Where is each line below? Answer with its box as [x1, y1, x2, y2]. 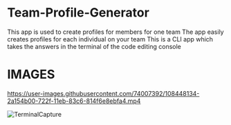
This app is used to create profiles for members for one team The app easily [7, 28, 224, 36]
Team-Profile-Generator [7, 5, 150, 21]
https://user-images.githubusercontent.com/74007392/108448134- [7, 89, 200, 97]
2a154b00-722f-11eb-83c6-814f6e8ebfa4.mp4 [7, 97, 141, 105]
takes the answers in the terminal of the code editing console [7, 42, 182, 50]
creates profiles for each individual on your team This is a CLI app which [7, 35, 213, 43]
